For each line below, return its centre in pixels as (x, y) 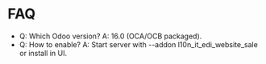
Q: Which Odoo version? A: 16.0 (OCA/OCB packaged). (110, 36)
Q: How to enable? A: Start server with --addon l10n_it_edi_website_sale (139, 44)
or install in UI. (43, 53)
